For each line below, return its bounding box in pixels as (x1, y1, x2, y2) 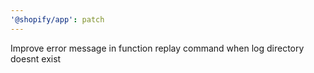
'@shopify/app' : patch (10, 14, 105, 25)
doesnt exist (10, 52, 62, 65)
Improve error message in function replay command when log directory (10, 42, 305, 54)
